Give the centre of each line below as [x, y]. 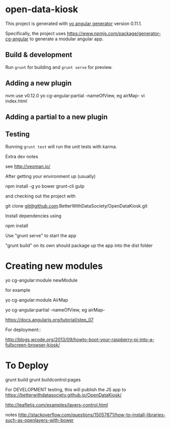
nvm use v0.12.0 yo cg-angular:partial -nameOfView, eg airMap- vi [75, 95]
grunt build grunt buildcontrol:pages [43, 380]
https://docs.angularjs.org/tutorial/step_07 [50, 319]
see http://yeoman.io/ [28, 166]
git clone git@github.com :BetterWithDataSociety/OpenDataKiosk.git [76, 206]
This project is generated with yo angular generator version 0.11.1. [74, 23]
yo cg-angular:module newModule [41, 280]
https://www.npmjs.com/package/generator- [114, 33]
